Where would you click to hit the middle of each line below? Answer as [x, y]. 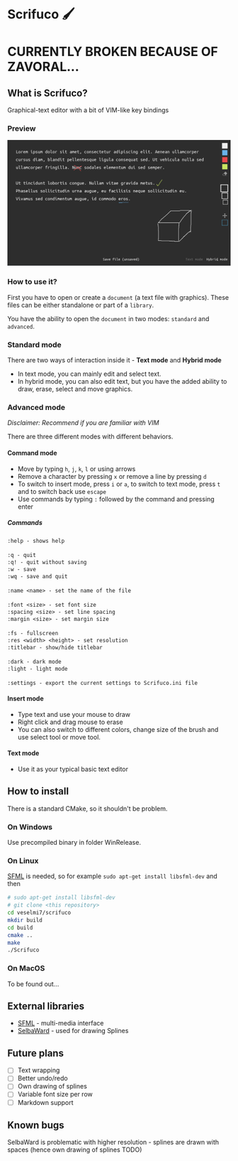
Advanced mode [36, 407]
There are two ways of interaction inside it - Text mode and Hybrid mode [114, 360]
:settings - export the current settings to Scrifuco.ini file [103, 683]
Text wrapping [39, 1070]
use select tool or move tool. [59, 737]
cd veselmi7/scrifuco [39, 913]
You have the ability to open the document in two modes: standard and [108, 318]
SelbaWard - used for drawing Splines [73, 1031]
